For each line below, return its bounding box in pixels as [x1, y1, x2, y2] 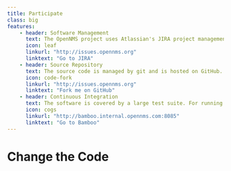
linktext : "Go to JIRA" [25, 55, 94, 62]
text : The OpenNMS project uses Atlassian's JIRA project [25, 36, 195, 43]
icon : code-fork [25, 74, 72, 81]
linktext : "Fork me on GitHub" [25, 87, 115, 94]
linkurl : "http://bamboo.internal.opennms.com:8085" [25, 112, 180, 119]
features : [7, 23, 36, 30]
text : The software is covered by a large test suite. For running [25, 100, 223, 107]
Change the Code [7, 149, 109, 164]
